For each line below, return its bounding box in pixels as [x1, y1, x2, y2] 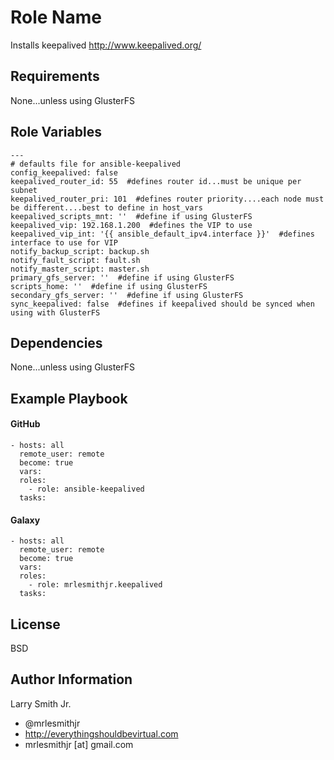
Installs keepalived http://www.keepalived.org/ [10, 39, 202, 51]
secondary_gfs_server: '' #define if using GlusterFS [10, 290, 244, 300]
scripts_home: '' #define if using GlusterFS [10, 281, 208, 291]
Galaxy [10, 514, 41, 526]
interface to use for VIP [10, 237, 118, 248]
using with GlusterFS [10, 307, 101, 318]
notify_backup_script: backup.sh [10, 246, 150, 256]
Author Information [10, 671, 133, 688]
